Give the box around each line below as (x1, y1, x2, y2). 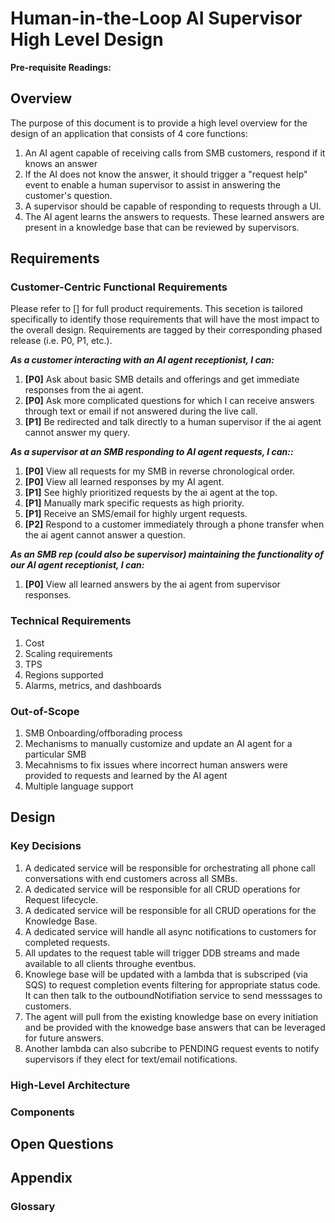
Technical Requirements (10, 614, 132, 628)
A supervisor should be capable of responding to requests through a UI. (24, 200, 322, 212)
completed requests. (24, 936, 111, 948)
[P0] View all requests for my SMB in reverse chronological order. (24, 465, 296, 477)
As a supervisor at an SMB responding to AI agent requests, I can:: (10, 446, 294, 458)
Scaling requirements (24, 647, 113, 659)
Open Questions (10, 1135, 114, 1152)
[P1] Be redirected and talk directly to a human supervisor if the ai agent (24, 416, 322, 428)
